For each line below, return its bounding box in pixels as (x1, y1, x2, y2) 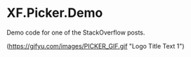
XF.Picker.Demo (6, 5, 103, 21)
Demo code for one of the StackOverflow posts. (6, 28, 145, 37)
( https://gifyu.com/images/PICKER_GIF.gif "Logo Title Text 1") (6, 42, 185, 50)
